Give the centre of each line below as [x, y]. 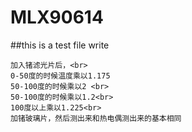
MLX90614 [57, 17]
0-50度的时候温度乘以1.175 [60, 76]
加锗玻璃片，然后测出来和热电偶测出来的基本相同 [96, 118]
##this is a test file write [60, 45]
